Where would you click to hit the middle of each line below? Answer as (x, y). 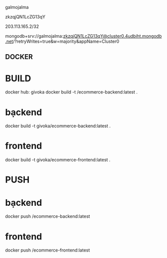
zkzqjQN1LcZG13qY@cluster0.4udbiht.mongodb (112, 36)
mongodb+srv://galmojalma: (34, 36)
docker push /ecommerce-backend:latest (48, 216)
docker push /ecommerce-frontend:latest (48, 250)
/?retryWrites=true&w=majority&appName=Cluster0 (66, 41)
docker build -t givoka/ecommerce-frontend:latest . (58, 160)
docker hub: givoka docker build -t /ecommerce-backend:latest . (71, 92)
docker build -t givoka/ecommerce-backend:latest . (58, 126)
